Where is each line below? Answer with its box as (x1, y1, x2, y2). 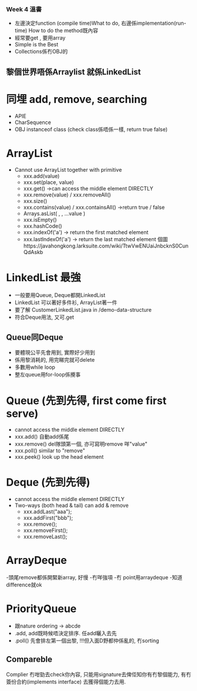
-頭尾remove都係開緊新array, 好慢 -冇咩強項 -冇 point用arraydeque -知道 (6, 574, 183, 581)
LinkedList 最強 (6, 271, 81, 284)
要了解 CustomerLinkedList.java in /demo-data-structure (14, 306, 152, 313)
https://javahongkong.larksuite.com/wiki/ (23, 242, 123, 249)
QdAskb (23, 248, 44, 255)
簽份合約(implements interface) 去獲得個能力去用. (6, 678, 126, 685)
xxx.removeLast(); (23, 533, 68, 540)
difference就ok (6, 581, 42, 589)
